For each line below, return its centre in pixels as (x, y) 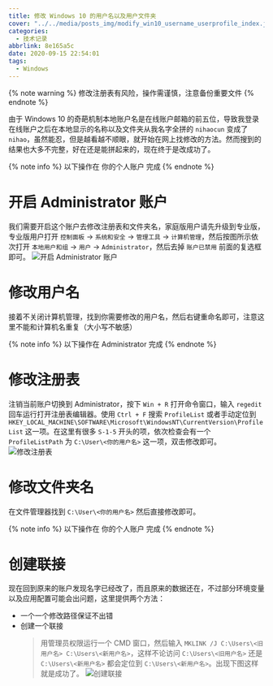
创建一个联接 (41, 626)
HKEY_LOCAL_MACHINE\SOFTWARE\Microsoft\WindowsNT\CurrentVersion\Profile (136, 422)
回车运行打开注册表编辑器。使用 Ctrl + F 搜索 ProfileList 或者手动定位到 (132, 414)
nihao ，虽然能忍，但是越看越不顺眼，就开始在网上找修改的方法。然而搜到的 (135, 139)
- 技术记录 (32, 39)
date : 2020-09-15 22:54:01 (54, 54)
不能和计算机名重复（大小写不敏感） (76, 326)
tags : (17, 62)
